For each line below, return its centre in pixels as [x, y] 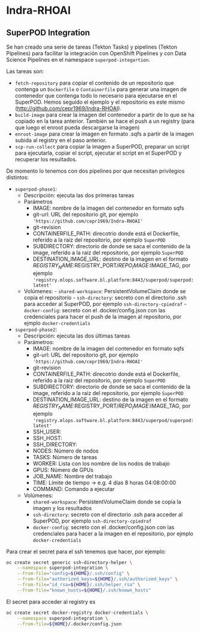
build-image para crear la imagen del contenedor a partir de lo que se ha [104, 115]
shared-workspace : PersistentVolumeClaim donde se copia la [107, 502]
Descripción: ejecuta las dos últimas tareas [77, 336]
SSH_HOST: [48, 438]
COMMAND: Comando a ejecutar [74, 489]
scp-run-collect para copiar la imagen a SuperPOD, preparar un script [102, 147]
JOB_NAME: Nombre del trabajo [72, 476]
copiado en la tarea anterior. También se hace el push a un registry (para [104, 121]
